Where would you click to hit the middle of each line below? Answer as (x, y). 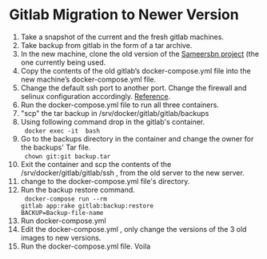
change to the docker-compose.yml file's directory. (105, 181)
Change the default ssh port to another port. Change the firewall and (133, 88)
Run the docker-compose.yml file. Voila (86, 246)
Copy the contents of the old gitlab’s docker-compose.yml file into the (135, 70)
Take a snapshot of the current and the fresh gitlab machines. (122, 37)
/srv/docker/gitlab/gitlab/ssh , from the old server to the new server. (132, 173)
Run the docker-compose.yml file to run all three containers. (120, 105)
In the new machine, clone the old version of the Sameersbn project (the (139, 54)
